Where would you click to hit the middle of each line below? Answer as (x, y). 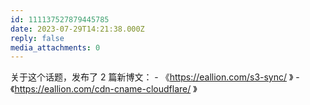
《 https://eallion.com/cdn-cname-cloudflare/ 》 (104, 89)
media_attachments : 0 (55, 47)
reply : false (37, 38)
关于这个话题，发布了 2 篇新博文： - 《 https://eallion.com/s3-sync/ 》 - (155, 77)
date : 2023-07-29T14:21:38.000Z (77, 29)
